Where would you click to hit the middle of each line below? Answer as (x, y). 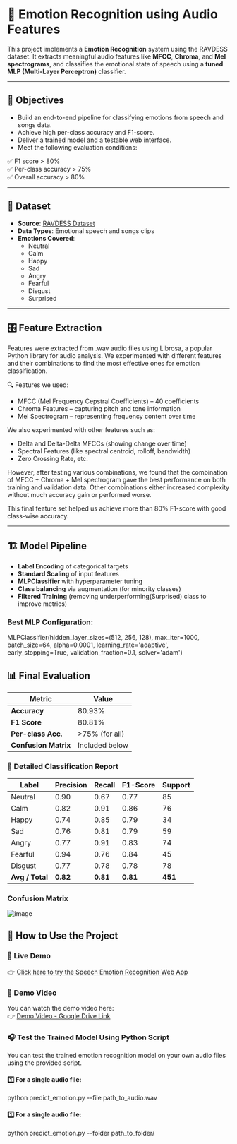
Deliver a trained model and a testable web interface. (95, 140)
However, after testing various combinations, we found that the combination (117, 472)
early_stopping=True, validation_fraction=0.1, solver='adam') (95, 653)
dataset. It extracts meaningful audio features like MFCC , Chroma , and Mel (117, 56)
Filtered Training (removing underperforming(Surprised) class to (112, 597)
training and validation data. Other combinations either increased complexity (119, 487)
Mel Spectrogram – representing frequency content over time (107, 417)
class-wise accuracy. (38, 516)
